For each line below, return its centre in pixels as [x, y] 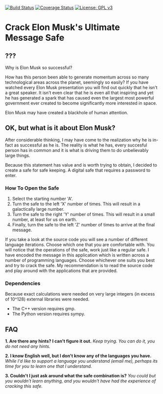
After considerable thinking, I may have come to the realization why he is [78, 140]
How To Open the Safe [32, 188]
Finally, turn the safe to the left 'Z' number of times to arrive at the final [83, 225]
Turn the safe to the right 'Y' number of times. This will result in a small [83, 214]
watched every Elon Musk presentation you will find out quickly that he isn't [81, 87]
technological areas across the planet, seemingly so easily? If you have [77, 82]
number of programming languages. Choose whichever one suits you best [80, 260]
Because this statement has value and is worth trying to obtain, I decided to [81, 165]
